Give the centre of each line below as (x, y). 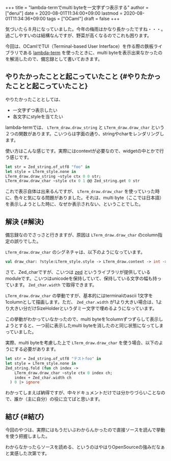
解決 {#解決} (25, 222)
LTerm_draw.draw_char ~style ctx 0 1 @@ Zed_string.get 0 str (73, 181)
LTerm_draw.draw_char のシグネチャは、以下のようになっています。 (75, 252)
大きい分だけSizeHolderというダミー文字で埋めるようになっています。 (83, 308)
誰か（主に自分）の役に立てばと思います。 (58, 399)
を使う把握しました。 (27, 436)
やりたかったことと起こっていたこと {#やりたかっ (83, 77)
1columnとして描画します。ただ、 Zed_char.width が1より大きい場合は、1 (82, 302)
